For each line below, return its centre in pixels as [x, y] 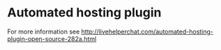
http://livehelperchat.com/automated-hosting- [147, 32]
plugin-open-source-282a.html [52, 38]
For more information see [44, 32]
